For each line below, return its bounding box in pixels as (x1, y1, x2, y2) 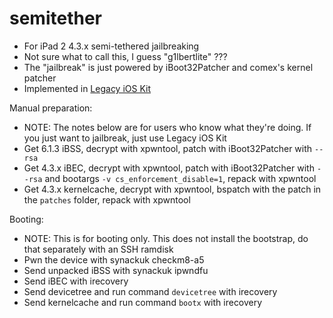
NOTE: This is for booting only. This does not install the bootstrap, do (23, 232, 309, 244)
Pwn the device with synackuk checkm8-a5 (23, 253, 205, 266)
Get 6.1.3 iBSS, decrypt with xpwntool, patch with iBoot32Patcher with (23, 142, 313, 154)
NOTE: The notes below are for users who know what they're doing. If (23, 121, 312, 133)
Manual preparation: (9, 102, 93, 114)
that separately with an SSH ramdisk (23, 243, 174, 255)
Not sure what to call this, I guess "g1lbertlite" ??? (23, 50, 228, 62)
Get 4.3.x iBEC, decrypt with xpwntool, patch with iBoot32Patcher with (23, 162, 315, 174)
